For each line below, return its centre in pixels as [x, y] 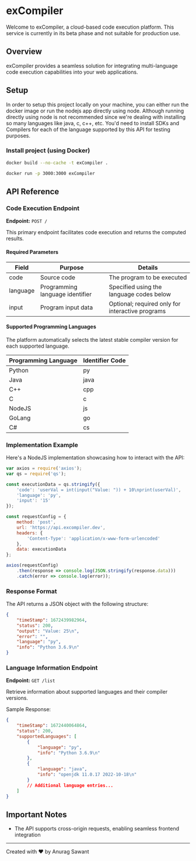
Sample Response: [29, 709]
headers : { [30, 533]
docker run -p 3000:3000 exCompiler [50, 173]
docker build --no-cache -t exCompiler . [57, 163]
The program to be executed [148, 277]
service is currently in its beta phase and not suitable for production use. [93, 33]
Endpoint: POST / [27, 221]
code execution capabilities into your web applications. [72, 72]
